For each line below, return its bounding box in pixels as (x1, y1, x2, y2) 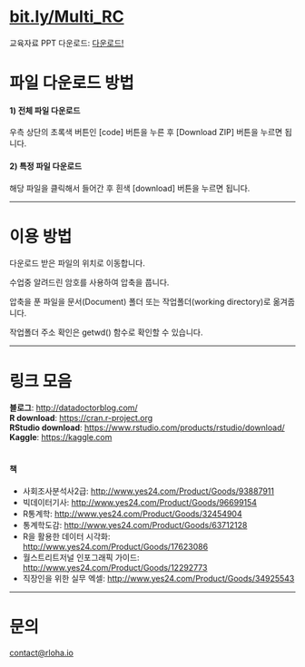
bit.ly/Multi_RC (9, 6, 124, 27)
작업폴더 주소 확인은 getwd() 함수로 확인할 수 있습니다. (9, 327, 203, 338)
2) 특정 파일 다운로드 (9, 161, 83, 172)
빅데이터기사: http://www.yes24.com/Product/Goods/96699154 (22, 496, 257, 507)
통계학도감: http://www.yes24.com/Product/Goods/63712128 (22, 519, 248, 530)
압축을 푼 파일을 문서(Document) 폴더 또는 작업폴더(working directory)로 (9, 297, 271, 308)
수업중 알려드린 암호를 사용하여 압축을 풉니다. (9, 277, 170, 288)
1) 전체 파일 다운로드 (9, 104, 81, 115)
